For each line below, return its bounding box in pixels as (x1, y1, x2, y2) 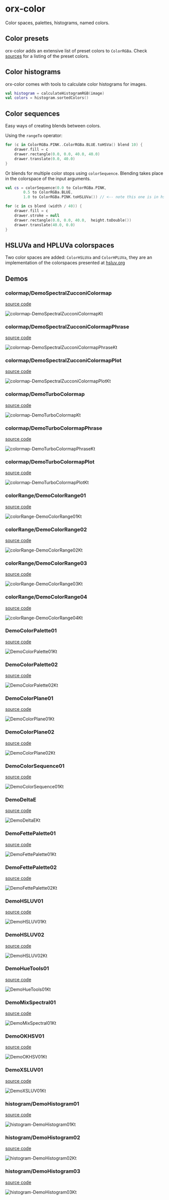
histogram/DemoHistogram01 (5, 1100, 79, 1107)
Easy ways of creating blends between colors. (5, 123, 101, 129)
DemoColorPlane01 (5, 695, 54, 702)
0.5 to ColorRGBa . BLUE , (23, 190, 73, 195)
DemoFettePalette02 (5, 863, 57, 871)
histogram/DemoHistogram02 (5, 1134, 80, 1141)
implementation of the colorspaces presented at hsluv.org (5, 260, 125, 266)
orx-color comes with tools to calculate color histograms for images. (5, 81, 147, 87)
